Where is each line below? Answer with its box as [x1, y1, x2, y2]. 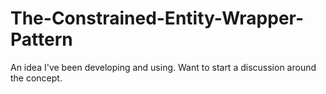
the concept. [10, 72, 63, 84]
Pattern [10, 28, 73, 51]
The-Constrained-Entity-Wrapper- [10, 7, 305, 30]
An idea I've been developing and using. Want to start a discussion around [10, 61, 317, 73]
